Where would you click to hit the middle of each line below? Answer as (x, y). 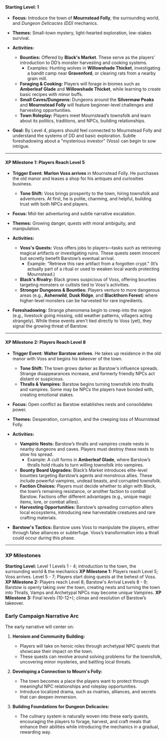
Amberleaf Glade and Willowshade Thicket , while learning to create (90, 89)
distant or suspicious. (42, 379)
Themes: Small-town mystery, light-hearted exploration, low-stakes (82, 33)
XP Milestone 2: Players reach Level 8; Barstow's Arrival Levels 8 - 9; (77, 582)
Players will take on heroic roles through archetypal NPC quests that (90, 646)
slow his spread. (37, 454)
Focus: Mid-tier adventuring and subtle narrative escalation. (74, 214)
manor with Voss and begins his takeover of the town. (67, 358)
